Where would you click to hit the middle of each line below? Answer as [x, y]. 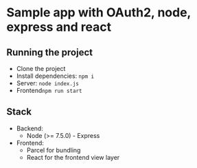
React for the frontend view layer [73, 157]
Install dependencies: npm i [55, 76]
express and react [59, 27]
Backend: [30, 128]
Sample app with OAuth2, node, [99, 13]
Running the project [50, 52]
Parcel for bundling [54, 150]
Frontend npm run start [49, 90]
